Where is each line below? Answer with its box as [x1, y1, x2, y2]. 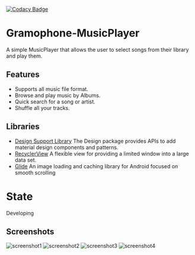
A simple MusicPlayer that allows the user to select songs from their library [6, 46, 189, 53]
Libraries [6, 122, 40, 132]
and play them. [6, 52, 43, 59]
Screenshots [6, 226, 55, 237]
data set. [14, 156, 37, 163]
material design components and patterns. [14, 143, 119, 151]
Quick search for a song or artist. [14, 98, 96, 105]
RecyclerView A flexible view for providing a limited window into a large [14, 150, 189, 157]
